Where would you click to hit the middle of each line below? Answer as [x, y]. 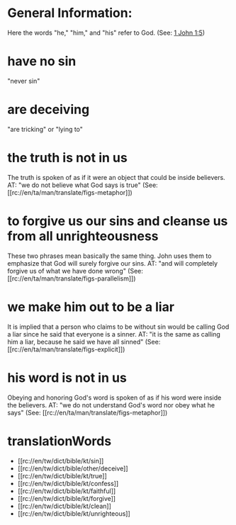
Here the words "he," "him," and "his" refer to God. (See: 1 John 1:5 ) [106, 33]
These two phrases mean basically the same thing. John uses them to [109, 256]
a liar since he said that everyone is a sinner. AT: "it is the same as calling [114, 334]
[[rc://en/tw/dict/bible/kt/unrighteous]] [74, 513]
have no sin [42, 61]
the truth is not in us [67, 158]
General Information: [70, 13]
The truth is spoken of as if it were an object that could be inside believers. [116, 177]
